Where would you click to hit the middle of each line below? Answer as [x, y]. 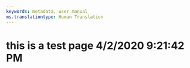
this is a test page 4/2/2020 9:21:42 [95, 46]
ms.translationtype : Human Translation [55, 17]
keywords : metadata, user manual [47, 11]
